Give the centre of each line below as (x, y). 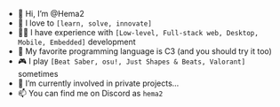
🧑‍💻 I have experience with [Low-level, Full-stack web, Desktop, (138, 32)
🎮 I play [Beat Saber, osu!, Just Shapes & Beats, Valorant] (132, 61)
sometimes (38, 74)
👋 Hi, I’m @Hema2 (51, 14)
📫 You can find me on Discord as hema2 (90, 93)
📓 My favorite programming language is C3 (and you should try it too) (145, 51)
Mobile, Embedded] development (76, 42)
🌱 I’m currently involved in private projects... (98, 83)
